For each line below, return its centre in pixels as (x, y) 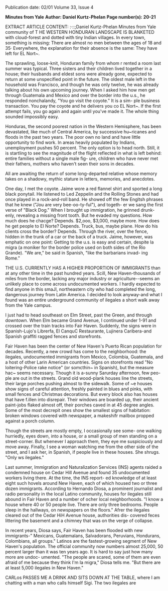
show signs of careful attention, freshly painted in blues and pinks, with (79, 389)
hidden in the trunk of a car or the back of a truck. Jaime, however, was (79, 237)
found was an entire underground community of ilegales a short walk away (82, 300)
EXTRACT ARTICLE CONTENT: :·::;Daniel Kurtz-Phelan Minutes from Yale (81, 27)
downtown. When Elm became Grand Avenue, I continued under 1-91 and (81, 320)
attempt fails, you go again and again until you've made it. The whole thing (82, 111)
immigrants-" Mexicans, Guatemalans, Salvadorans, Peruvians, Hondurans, (83, 536)
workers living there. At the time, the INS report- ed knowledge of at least (81, 478)
